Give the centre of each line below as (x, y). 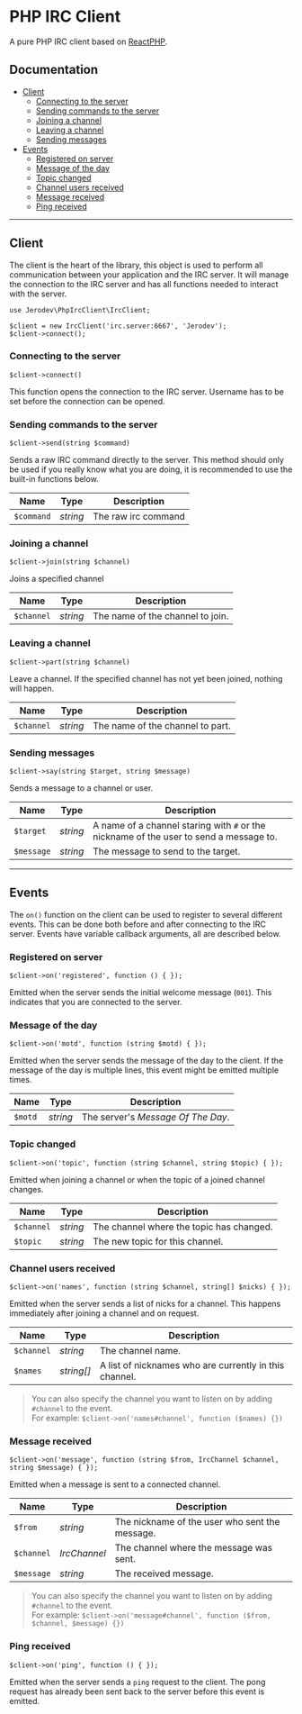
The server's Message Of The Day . (155, 1117)
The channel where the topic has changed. (183, 1227)
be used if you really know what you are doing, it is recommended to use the (151, 469)
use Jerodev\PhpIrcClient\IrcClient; (80, 310)
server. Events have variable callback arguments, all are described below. (145, 933)
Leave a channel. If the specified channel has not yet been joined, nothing (146, 678)
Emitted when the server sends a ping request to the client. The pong (138, 1682)
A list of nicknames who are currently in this (192, 1365)
